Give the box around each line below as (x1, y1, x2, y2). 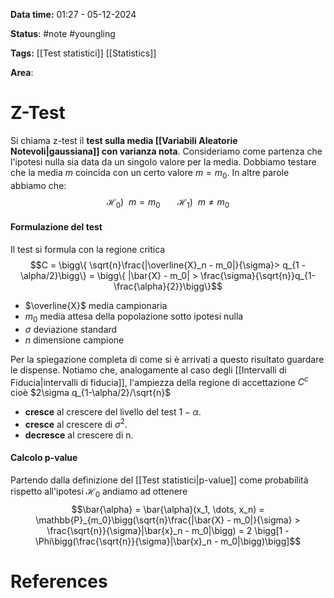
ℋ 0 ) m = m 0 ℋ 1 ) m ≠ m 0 (106, 195, 230, 210)
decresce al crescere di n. (24, 429, 134, 441)
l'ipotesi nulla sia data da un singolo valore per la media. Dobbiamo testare (10, 155, 317, 168)
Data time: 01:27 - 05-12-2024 (10, 9, 137, 20)
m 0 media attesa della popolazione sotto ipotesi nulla (24, 310, 244, 324)
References (10, 570, 108, 593)
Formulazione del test (10, 221, 103, 233)
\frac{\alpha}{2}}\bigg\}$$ (113, 280, 223, 292)
